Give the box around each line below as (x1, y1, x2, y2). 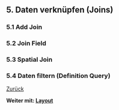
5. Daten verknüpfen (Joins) (6, 5, 114, 15)
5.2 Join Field (6, 39, 47, 48)
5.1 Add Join (6, 23, 43, 31)
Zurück (6, 85, 24, 92)
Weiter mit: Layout (6, 97, 53, 105)
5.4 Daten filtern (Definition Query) (6, 72, 111, 80)
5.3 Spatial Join (6, 56, 53, 64)
